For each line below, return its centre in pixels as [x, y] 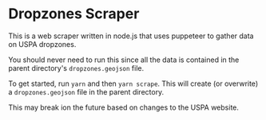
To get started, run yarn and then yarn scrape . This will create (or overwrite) [133, 83]
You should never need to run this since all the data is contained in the [124, 60]
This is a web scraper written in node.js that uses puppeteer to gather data [131, 36]
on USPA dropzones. [42, 44]
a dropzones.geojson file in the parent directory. [86, 91]
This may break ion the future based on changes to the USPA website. [124, 107]
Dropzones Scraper [74, 14]
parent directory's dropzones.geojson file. [76, 68]
